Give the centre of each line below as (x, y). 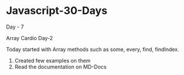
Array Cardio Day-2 (29, 38)
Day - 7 (15, 27)
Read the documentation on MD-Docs (61, 67)
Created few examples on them (53, 60)
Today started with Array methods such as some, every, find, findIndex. (93, 49)
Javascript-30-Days (57, 11)
